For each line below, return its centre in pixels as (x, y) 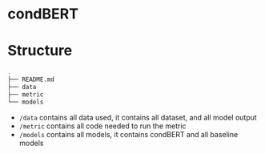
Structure (40, 51)
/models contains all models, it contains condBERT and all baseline (128, 134)
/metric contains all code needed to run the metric (102, 126)
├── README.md (31, 79)
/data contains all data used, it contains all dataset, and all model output (138, 117)
